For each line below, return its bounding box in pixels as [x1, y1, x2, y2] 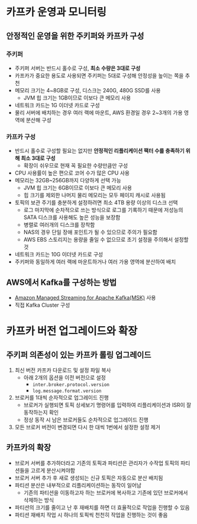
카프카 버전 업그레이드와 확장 [6, 324, 138, 338]
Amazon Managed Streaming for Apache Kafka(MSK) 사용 [14, 294, 156, 301]
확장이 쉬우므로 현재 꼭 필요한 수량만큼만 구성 [23, 162, 128, 169]
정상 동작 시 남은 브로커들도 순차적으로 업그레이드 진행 [23, 416, 149, 423]
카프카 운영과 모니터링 [6, 5, 106, 19]
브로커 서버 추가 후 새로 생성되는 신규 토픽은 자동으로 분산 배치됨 [14, 474, 163, 481]
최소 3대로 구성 [20, 155, 56, 162]
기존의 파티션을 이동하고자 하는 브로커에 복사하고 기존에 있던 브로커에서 [23, 489, 188, 496]
